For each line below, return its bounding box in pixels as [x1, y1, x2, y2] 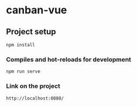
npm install [6, 42, 35, 48]
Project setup [6, 27, 57, 37]
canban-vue [6, 3, 67, 17]
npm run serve [6, 69, 41, 74]
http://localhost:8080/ [6, 95, 64, 101]
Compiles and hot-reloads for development [6, 55, 132, 63]
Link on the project [6, 82, 60, 90]
